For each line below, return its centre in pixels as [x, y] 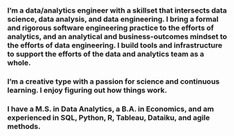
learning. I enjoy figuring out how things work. [87, 90]
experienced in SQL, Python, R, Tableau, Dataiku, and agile [109, 117]
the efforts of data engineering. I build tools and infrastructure [115, 45]
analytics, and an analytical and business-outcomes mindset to [117, 36]
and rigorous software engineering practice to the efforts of [111, 28]
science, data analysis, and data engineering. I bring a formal [113, 19]
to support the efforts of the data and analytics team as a [106, 54]
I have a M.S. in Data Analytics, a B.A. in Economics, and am [111, 109]
